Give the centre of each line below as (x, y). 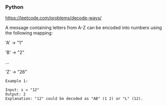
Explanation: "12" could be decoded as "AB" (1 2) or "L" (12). (74, 99)
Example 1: (17, 81)
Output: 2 (16, 94)
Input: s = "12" (22, 90)
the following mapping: (29, 33)
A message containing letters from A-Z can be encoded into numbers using (84, 28)
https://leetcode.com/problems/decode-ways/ (53, 18)
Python (14, 7)
